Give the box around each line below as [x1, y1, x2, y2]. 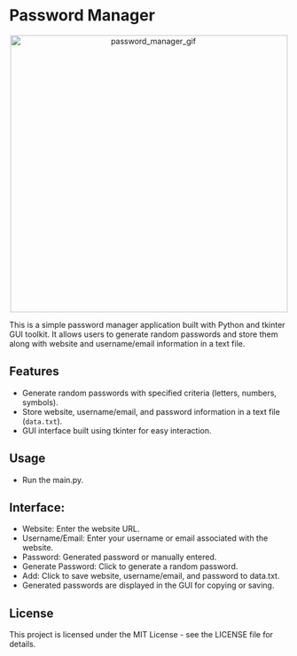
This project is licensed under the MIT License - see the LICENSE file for [9, 629, 273, 640]
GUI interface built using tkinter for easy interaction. [21, 425, 212, 435]
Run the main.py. [21, 474, 84, 485]
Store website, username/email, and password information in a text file [21, 406, 281, 417]
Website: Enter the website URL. [21, 524, 140, 535]
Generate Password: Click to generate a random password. [21, 561, 238, 572]
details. [9, 639, 36, 650]
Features [9, 364, 59, 379]
